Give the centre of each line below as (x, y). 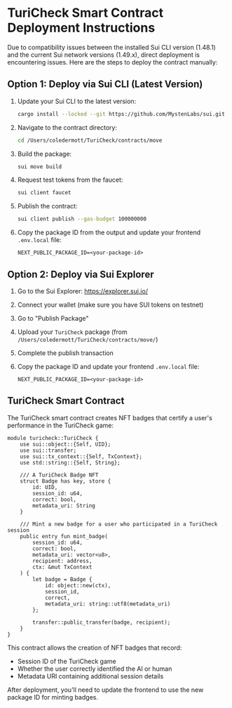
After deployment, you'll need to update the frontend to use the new (105, 690)
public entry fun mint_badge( (64, 536)
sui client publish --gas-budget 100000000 (82, 219)
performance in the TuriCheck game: (61, 425)
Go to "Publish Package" (53, 318)
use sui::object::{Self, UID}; (66, 444)
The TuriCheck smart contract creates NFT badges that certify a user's (110, 418)
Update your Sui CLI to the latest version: (77, 101)
